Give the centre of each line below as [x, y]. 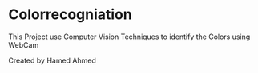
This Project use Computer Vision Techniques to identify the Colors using [129, 36]
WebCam [24, 44]
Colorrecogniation [70, 15]
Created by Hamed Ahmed [52, 60]
